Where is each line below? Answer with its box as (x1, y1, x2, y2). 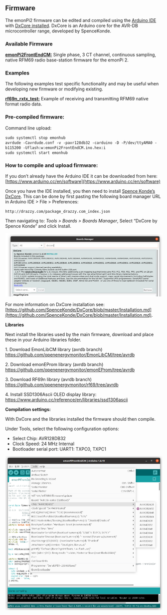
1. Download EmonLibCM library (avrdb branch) (5, 347, 103, 353)
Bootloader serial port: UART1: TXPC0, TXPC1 (12, 446, 106, 452)
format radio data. (5, 101, 42, 107)
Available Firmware (5, 40, 53, 47)
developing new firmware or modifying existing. (5, 86, 103, 92)
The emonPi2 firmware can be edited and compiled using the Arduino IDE (5, 17, 157, 23)
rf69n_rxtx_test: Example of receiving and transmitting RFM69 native (5, 96, 149, 102)
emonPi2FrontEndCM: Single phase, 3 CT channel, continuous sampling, (5, 52, 156, 58)
